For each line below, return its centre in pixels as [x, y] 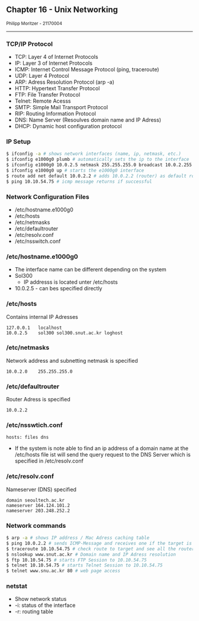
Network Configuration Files [48, 197]
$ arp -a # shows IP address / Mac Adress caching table [78, 538]
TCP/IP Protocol [30, 44]
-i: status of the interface [45, 606]
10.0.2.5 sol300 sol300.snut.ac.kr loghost [65, 333]
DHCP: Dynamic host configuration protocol [68, 126]
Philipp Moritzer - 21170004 [34, 23]
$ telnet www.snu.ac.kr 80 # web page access [63, 571]
